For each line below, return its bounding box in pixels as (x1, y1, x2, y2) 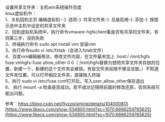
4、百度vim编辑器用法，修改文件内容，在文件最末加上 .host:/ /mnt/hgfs (5, 54, 150, 59)
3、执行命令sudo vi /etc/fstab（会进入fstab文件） (5, 47, 106, 53)
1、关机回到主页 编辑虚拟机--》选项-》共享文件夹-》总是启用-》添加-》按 (5, 17, 155, 22)
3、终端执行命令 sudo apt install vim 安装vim (5, 41, 96, 47)
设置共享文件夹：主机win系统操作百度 (5, 4, 82, 10)
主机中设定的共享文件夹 (18, 23, 66, 29)
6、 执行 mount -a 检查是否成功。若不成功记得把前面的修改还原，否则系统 (5, 84, 156, 90)
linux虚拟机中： (5, 10, 37, 16)
